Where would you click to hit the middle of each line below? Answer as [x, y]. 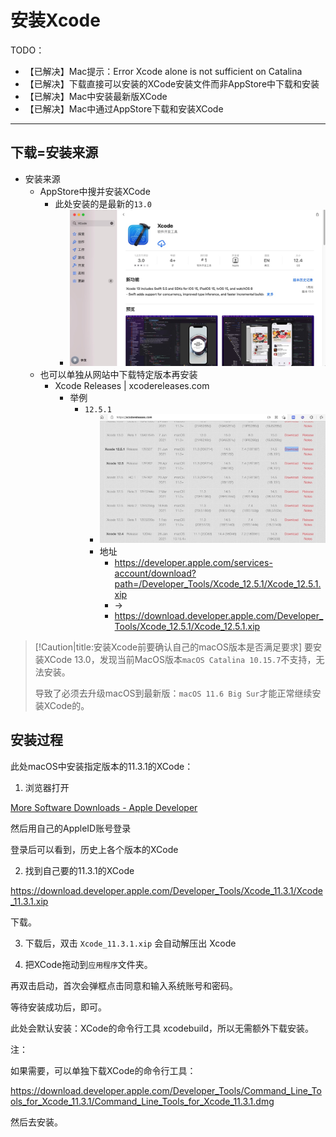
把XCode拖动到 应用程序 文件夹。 [88, 964]
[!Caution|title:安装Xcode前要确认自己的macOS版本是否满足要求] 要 [174, 647]
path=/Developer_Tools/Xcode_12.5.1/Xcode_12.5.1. [218, 583]
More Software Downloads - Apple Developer [104, 807]
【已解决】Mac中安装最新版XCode [96, 96]
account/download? [155, 573]
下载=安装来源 [54, 152]
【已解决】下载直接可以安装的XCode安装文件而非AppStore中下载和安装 [172, 83]
